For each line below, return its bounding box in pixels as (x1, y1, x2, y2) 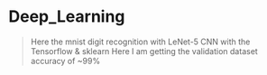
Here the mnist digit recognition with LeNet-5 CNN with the (30, 36, 251, 47)
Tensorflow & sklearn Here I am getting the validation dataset (30, 45, 258, 56)
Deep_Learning (8, 6, 125, 27)
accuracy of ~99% (30, 55, 101, 66)
